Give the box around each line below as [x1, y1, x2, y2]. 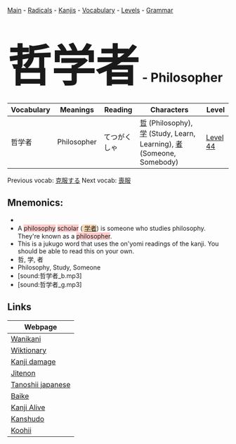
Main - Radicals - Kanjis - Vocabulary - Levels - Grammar [7, 6, 173, 14]
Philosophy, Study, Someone [17, 263, 101, 272]
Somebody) [139, 157, 179, 167]
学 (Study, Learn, [139, 128, 196, 138]
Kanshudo [11, 414, 44, 424]
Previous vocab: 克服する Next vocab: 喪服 [7, 176, 131, 184]
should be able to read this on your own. [17, 246, 135, 255]
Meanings [59, 105, 95, 115]
